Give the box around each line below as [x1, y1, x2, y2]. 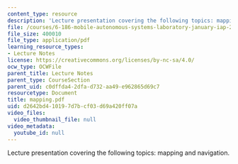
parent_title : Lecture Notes [7, 70, 93, 77]
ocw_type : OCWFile [7, 63, 62, 70]
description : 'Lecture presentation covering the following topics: [7, 17, 214, 24]
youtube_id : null [13, 129, 65, 136]
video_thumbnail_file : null [13, 116, 97, 123]
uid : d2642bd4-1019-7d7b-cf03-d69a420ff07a [7, 103, 138, 110]
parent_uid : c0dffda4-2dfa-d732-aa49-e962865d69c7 [7, 83, 160, 90]
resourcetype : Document [7, 89, 78, 97]
